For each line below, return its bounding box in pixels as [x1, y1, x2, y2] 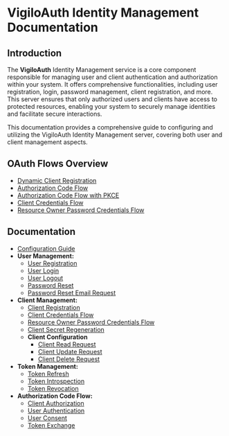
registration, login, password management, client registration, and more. [7, 88, 213, 96]
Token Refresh [27, 369, 69, 378]
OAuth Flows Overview [7, 158, 109, 170]
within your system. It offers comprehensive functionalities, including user [7, 80, 218, 88]
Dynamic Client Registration [17, 176, 97, 184]
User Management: [17, 252, 75, 260]
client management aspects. [7, 138, 88, 146]
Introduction [7, 47, 62, 59]
